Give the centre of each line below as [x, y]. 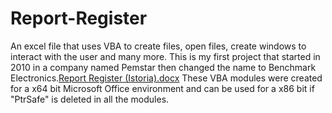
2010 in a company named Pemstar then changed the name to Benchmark [163, 67]
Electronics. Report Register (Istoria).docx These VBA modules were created [166, 78]
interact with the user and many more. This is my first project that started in [165, 56]
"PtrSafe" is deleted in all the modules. [90, 99]
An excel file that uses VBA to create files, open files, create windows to [158, 46]
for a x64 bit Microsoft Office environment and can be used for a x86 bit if [162, 88]
